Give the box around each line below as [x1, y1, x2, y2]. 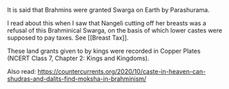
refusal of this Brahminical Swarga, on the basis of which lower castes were [7, 27, 223, 34]
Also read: [7, 68, 37, 75]
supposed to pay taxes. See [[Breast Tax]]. [7, 34, 129, 42]
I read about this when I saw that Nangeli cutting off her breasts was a [7, 19, 207, 27]
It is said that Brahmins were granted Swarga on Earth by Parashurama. [7, 6, 210, 14]
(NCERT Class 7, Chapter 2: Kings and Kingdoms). [7, 54, 150, 62]
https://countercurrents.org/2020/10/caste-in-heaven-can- [37, 68, 206, 75]
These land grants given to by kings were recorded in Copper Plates [7, 47, 201, 55]
